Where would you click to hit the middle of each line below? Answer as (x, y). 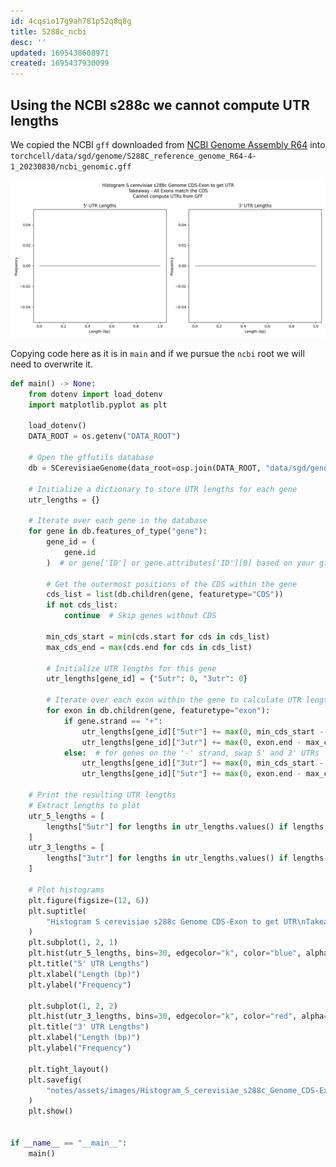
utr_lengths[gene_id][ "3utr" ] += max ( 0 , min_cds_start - (203, 763)
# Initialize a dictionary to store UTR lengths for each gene (163, 489)
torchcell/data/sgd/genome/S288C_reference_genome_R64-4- (133, 156)
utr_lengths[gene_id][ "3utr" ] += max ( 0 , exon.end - (191, 742)
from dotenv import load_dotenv (95, 394)
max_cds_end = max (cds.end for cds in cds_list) (149, 647)
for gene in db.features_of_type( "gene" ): (118, 531)
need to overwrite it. (51, 364)
